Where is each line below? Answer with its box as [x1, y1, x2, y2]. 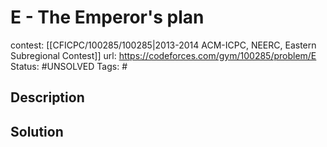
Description [10, 89, 85, 106]
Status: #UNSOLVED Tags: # [10, 60, 128, 72]
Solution [10, 123, 64, 140]
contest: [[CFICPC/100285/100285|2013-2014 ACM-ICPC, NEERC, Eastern [10, 39, 317, 51]
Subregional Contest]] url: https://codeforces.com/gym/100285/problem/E [10, 49, 317, 61]
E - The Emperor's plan [10, 6, 205, 29]
